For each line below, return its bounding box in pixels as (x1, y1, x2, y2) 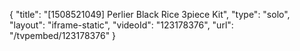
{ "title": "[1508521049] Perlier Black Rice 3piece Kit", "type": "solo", (9, 9, 291, 20)
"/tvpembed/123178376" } (9, 30, 117, 41)
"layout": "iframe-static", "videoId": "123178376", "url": (9, 19, 234, 31)
